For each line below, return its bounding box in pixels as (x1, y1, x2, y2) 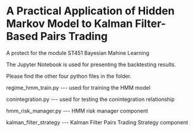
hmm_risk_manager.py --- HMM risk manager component (6, 107, 148, 114)
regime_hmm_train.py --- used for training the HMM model (6, 84, 151, 91)
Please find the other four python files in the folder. (6, 72, 132, 79)
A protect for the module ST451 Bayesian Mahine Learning (6, 49, 150, 56)
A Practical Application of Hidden (6, 4, 175, 18)
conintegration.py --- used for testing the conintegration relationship (6, 96, 175, 103)
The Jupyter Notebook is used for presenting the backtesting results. (6, 61, 176, 68)
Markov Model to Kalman (6, 17, 133, 30)
